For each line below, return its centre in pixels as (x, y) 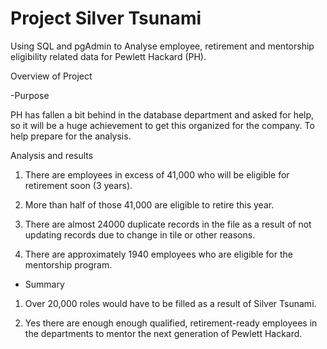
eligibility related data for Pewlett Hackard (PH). (108, 56)
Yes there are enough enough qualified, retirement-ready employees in (171, 323)
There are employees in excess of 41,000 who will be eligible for (157, 174)
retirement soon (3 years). (78, 185)
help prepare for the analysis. (71, 136)
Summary (44, 284)
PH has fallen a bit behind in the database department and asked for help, (162, 114)
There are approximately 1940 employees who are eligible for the (158, 254)
